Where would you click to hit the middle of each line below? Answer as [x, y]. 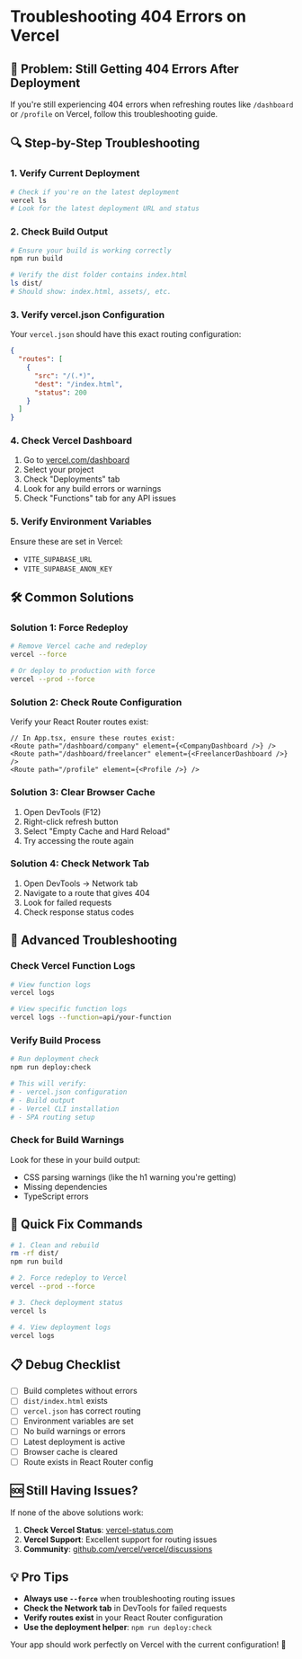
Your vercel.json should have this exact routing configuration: [126, 334]
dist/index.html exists [66, 1401]
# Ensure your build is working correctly [91, 250]
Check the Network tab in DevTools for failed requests [125, 1608]
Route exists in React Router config [88, 1461]
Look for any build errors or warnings [92, 489]
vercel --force [39, 655]
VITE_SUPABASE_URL [58, 559]
